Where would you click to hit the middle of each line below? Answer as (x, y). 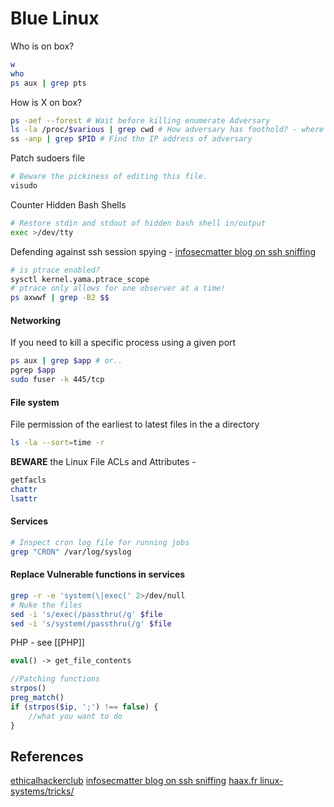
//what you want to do (75, 716)
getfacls (28, 480)
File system (35, 402)
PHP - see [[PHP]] (47, 643)
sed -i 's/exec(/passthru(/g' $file (86, 614)
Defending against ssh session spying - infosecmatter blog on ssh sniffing (163, 251)
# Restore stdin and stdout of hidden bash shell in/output (138, 223)
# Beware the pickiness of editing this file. (109, 177)
